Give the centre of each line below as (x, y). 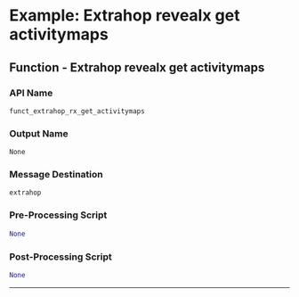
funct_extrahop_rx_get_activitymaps (77, 111)
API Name (31, 93)
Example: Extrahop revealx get (125, 16)
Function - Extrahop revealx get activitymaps (137, 67)
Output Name (39, 133)
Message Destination (57, 175)
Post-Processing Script (61, 257)
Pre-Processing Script (58, 215)
